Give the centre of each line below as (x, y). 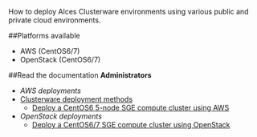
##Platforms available (44, 36)
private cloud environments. (55, 20)
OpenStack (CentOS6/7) (60, 60)
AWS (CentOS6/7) (50, 51)
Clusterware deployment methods (76, 99)
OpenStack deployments (61, 116)
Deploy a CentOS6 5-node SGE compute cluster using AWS (131, 108)
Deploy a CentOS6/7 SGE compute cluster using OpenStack (131, 125)
